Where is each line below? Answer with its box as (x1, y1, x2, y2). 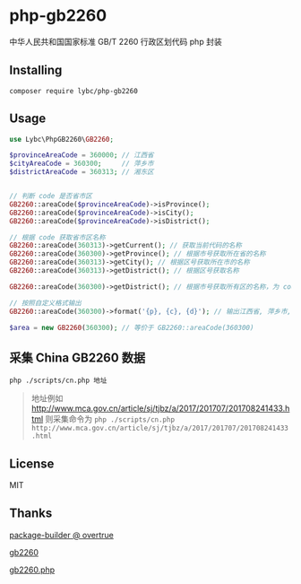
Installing (9, 63, 63, 78)
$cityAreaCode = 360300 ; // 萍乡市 (9, 159, 154, 169)
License (9, 456, 55, 471)
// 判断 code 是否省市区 (9, 192, 92, 201)
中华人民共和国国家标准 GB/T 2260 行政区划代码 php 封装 (9, 36, 222, 47)
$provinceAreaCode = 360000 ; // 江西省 (9, 151, 154, 160)
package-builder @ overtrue (9, 529, 114, 540)
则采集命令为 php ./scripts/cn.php (44, 414, 176, 424)
